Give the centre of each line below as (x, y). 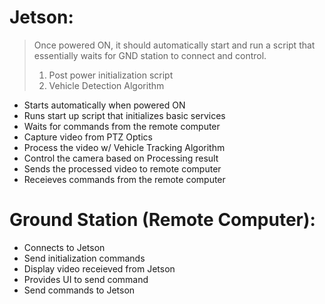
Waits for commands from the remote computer (122, 126)
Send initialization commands (84, 258)
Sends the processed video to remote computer (122, 168)
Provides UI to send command (86, 279)
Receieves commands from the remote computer (124, 179)
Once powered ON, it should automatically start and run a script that (174, 45)
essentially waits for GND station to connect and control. (150, 55)
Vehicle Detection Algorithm (106, 85)
